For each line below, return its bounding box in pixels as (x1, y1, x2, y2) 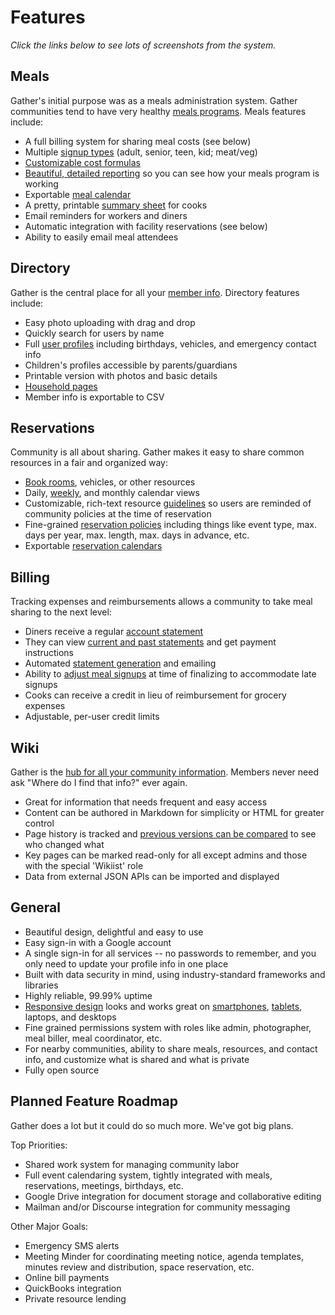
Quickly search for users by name (24, 327, 165, 339)
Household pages (24, 380, 98, 392)
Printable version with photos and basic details (24, 369, 218, 381)
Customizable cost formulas (24, 156, 141, 168)
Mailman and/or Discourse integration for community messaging (24, 1201, 291, 1213)
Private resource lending (24, 1292, 127, 1305)
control (24, 817, 55, 829)
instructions (24, 647, 75, 659)
